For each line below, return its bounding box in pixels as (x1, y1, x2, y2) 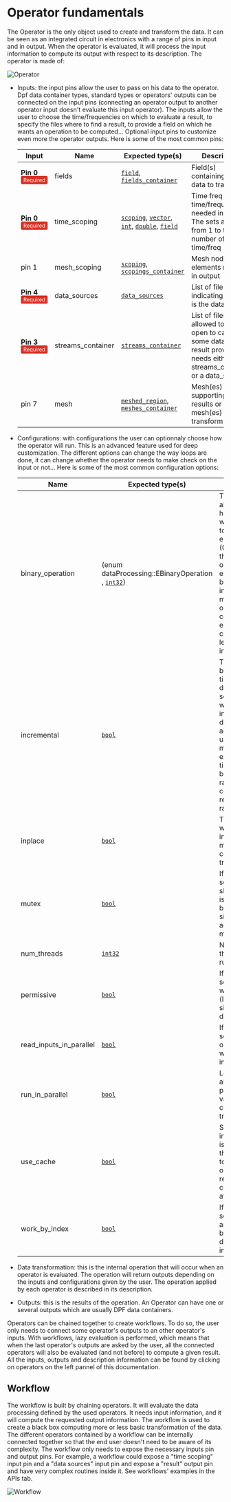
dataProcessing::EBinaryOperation (101, 568, 213, 578)
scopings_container (121, 267, 185, 275)
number (191, 234, 217, 244)
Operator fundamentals (7, 5, 144, 21)
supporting (191, 390, 227, 400)
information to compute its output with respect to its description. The (7, 50, 202, 58)
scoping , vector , (121, 212, 173, 222)
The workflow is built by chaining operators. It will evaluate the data (7, 1401, 199, 1409)
